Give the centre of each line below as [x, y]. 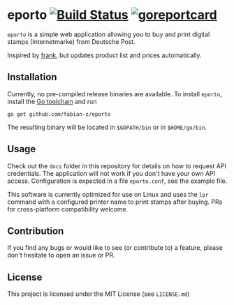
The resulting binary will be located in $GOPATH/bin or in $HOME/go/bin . [107, 127]
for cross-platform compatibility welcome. [68, 209]
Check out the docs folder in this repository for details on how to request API [117, 166]
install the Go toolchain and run [52, 101]
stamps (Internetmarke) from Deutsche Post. [72, 41]
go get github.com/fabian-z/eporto [59, 114]
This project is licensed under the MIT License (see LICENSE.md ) [98, 294]
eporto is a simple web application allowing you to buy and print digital [109, 34]
